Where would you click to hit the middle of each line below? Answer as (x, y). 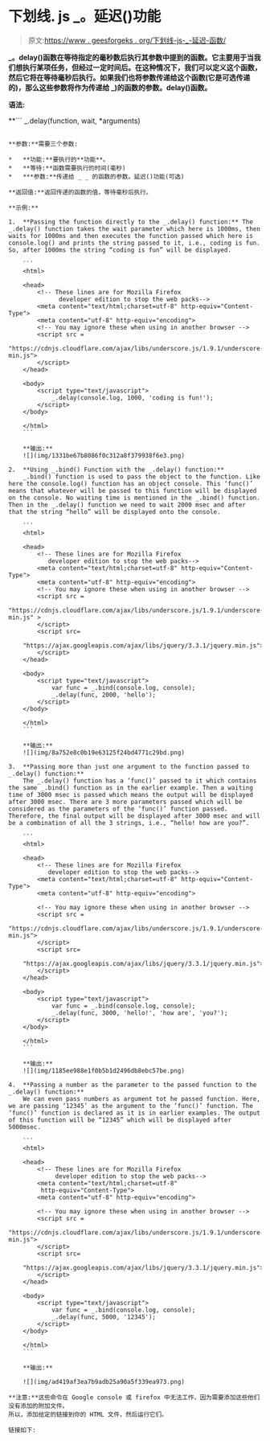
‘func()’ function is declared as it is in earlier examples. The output (135, 1113)
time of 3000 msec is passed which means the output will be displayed (131, 794)
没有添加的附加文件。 (38, 1406)
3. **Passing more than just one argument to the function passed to (129, 766)
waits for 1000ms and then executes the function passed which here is (131, 236)
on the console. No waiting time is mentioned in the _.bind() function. (135, 498)
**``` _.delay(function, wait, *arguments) (74, 121)
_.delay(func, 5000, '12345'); (104, 1317)
